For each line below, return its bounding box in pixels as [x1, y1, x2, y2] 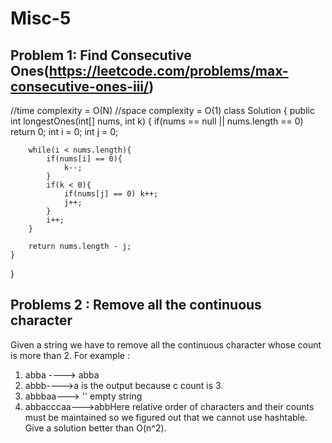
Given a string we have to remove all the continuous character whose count [10, 338, 322, 351]
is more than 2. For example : [10, 349, 130, 361]
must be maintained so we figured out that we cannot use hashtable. [24, 411, 308, 423]
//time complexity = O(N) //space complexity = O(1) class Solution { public [10, 105, 315, 116]
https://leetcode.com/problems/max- [48, 62, 289, 79]
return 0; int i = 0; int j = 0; [10, 126, 119, 137]
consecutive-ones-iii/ [10, 78, 150, 95]
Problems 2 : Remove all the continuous [10, 297, 262, 314]
